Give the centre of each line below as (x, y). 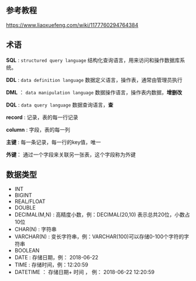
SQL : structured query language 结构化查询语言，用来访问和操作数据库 (93, 60)
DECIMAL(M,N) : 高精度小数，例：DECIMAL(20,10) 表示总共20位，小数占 (102, 215)
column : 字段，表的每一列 (38, 129)
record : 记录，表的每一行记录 (42, 117)
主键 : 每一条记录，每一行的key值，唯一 (54, 142)
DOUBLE (25, 208)
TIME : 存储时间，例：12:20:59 (51, 265)
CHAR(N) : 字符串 (35, 229)
